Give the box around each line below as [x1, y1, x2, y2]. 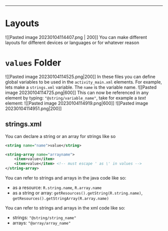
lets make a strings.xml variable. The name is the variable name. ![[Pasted [5, 84, 157, 90]
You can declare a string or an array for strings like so [5, 133, 116, 139]
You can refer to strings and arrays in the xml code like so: [5, 205, 125, 211]
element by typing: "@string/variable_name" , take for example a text [5, 94, 146, 100]
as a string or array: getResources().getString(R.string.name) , [12, 190, 143, 196]
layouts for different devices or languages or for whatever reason [5, 39, 139, 45]
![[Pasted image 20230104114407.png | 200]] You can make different [5, 34, 147, 40]
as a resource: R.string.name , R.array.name [12, 184, 102, 190]
